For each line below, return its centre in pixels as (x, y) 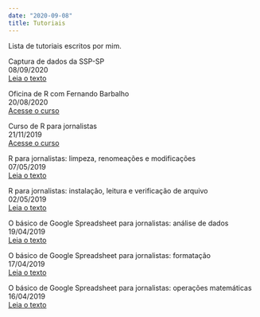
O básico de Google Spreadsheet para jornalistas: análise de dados (118, 223)
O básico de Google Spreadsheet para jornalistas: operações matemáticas (130, 288)
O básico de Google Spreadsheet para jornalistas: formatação (109, 255)
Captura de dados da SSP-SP (56, 61)
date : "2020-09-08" (41, 16)
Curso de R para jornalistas (53, 126)
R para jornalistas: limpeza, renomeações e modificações (102, 158)
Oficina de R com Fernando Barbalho (69, 93)
